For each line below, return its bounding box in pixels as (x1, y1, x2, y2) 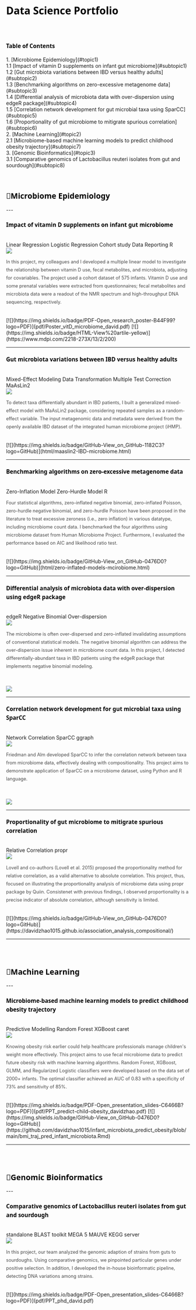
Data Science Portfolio (6, 3, 118, 18)
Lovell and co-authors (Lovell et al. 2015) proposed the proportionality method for (6, 865, 183, 871)
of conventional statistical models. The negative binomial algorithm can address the (6, 639, 187, 645)
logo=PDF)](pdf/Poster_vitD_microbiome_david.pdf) (6, 323, 130, 330)
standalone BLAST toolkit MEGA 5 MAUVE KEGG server (6, 1231, 140, 1238)
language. (6, 776, 28, 782)
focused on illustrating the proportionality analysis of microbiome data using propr (6, 881, 184, 887)
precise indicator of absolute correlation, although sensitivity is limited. (6, 897, 159, 903)
